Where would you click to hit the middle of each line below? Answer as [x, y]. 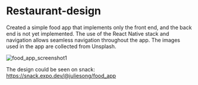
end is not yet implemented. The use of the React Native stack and [88, 33]
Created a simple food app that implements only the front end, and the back [99, 27]
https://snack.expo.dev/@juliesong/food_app [61, 75]
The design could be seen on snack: [51, 69]
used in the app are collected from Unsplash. [61, 46]
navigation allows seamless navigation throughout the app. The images [93, 40]
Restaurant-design [54, 11]
